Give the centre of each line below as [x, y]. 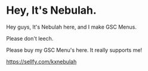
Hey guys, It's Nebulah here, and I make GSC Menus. [72, 27]
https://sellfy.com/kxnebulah [41, 61]
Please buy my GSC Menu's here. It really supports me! [74, 50]
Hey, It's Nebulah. [51, 10]
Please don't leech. [30, 38]
